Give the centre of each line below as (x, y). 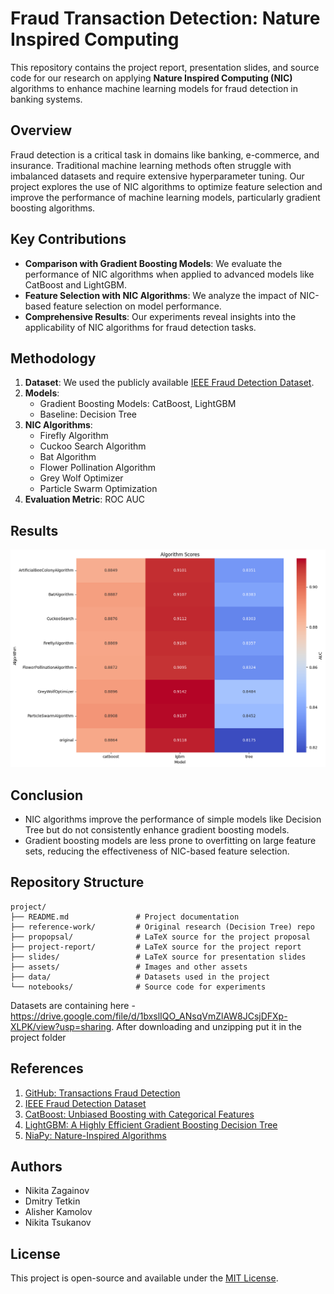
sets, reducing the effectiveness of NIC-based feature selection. (157, 851)
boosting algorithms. (53, 208)
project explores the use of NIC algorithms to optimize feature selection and (166, 186)
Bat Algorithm (68, 457)
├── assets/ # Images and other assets (129, 967)
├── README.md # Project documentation (125, 917)
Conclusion (47, 795)
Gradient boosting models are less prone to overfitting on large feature (170, 840)
